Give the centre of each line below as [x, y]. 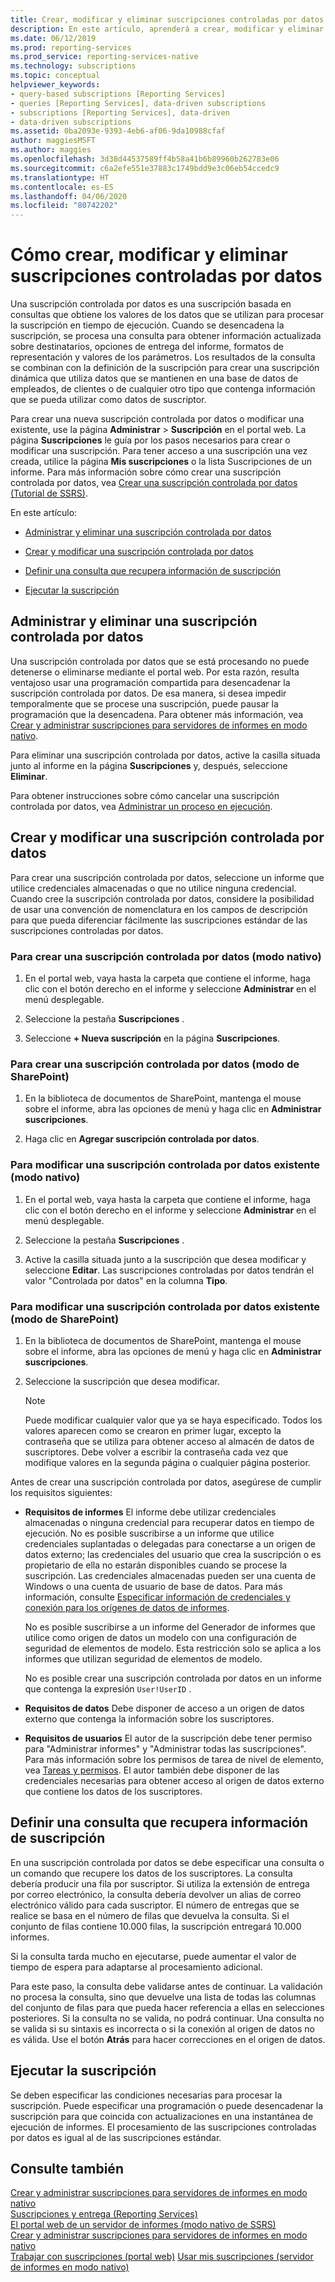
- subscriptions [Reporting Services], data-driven [120, 112]
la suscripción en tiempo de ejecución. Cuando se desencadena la [147, 325]
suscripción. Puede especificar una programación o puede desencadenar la [167, 2105]
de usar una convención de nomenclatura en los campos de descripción [159, 909]
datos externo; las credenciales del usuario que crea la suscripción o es [173, 1554]
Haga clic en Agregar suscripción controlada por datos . [142, 1139]
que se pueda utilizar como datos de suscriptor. [108, 400]
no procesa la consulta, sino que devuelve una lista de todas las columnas [163, 1997]
